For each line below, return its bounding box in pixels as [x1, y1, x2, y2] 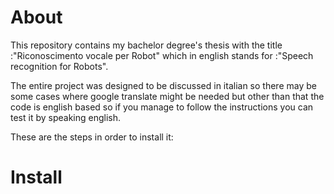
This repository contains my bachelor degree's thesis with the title [10, 39, 283, 51]
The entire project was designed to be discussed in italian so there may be [10, 79, 317, 91]
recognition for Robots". [10, 60, 109, 72]
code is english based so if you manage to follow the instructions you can [10, 101, 314, 113]
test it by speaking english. [10, 111, 122, 123]
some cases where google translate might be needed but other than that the [10, 90, 325, 102]
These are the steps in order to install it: [10, 131, 174, 143]
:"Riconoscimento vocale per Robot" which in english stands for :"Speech [10, 49, 314, 61]
